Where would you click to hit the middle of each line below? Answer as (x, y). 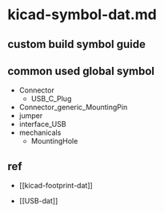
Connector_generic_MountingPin (73, 107)
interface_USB (42, 124)
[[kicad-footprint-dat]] (56, 186)
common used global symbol (81, 71)
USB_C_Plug (51, 99)
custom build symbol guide (76, 44)
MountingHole (54, 141)
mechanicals (40, 132)
